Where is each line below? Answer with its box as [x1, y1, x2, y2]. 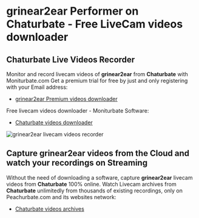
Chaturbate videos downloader [15, 119, 93, 126]
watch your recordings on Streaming [6, 158, 147, 168]
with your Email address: [6, 83, 68, 91]
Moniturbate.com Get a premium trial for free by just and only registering [6, 77, 188, 84]
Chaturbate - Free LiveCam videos [6, 17, 183, 31]
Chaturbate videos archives [15, 205, 85, 213]
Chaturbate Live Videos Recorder [6, 54, 135, 65]
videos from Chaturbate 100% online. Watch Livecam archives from [6, 180, 177, 188]
